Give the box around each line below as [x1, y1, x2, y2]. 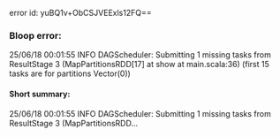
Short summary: [9, 88, 71, 99]
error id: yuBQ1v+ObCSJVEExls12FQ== [9, 8, 152, 18]
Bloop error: [9, 29, 62, 42]
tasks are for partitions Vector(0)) [9, 68, 131, 79]
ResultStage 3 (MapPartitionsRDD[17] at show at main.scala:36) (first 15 [9, 59, 269, 70]
